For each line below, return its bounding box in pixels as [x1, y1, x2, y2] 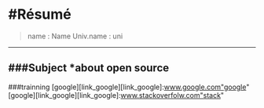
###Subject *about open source [8, 61, 170, 75]
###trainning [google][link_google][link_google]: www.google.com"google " [8, 82, 250, 92]
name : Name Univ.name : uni [27, 31, 123, 41]
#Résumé [8, 5, 72, 23]
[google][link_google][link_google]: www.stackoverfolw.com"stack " [8, 90, 225, 99]
